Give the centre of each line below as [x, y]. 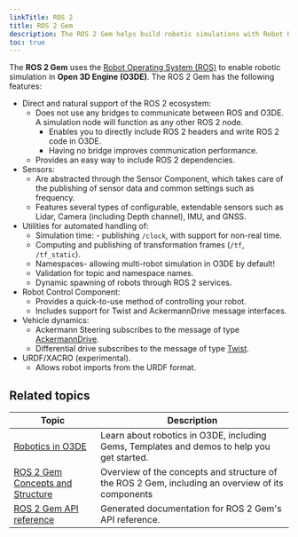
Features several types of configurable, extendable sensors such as [159, 207]
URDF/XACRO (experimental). [76, 358]
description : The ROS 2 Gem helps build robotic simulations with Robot [146, 34]
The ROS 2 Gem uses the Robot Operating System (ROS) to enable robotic [145, 67]
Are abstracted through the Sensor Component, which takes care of [159, 179]
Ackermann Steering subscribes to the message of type [137, 330]
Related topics [50, 395]
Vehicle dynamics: [55, 320]
